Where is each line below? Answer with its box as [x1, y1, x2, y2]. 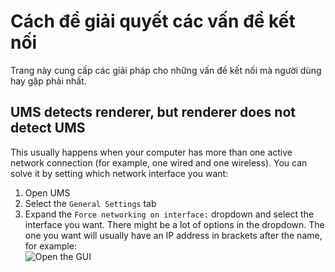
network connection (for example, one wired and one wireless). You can [10, 156, 308, 169]
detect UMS [10, 120, 86, 137]
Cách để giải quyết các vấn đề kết [10, 10, 296, 33]
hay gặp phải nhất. [10, 75, 87, 87]
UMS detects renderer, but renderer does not [10, 104, 296, 121]
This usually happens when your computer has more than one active [10, 146, 293, 158]
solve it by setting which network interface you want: [10, 167, 229, 179]
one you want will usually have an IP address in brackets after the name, [24, 229, 323, 241]
